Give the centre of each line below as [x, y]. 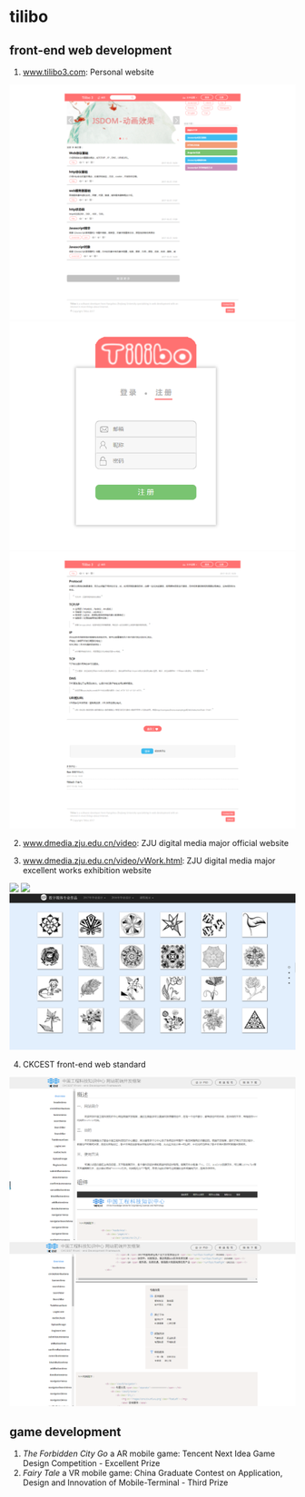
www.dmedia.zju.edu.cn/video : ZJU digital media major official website [155, 842]
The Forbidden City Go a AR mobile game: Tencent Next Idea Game [148, 1453]
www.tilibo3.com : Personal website [88, 72]
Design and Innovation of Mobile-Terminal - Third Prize [125, 1482]
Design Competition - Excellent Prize [91, 1463]
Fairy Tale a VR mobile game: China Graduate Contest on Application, [152, 1473]
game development [65, 1432]
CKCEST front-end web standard [84, 1065]
